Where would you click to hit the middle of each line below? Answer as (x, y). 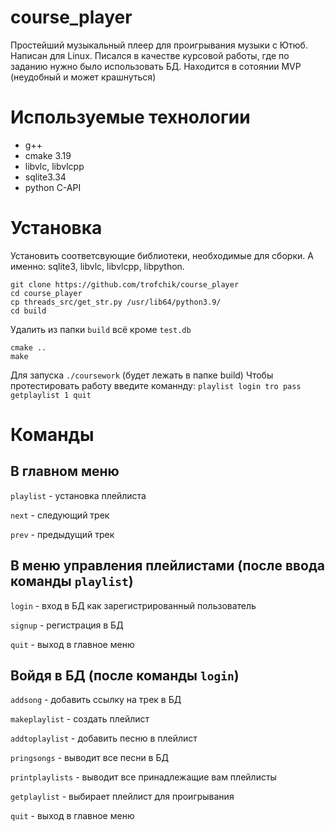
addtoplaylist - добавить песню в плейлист (104, 738)
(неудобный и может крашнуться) (83, 77)
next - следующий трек (60, 515)
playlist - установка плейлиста (78, 495)
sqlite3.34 (45, 177)
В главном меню (65, 471)
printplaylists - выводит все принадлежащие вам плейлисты (143, 777)
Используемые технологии (130, 117)
